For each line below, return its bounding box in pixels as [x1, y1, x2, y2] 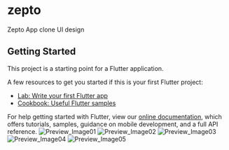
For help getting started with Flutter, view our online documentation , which [7, 112, 223, 121]
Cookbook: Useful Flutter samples [17, 99, 116, 107]
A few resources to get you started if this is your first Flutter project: [7, 78, 203, 86]
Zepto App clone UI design [7, 25, 85, 34]
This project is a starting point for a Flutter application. [7, 64, 164, 72]
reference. [7, 127, 37, 135]
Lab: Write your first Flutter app [17, 91, 109, 100]
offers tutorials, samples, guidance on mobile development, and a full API [7, 120, 218, 128]
